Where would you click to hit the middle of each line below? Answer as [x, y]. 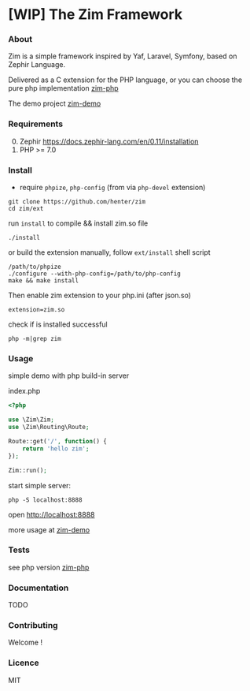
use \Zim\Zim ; [31, 420]
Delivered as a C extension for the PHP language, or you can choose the [125, 80]
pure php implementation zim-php [64, 88]
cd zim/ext [26, 209]
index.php [24, 391]
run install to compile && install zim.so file [78, 223]
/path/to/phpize [35, 267]
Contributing [33, 626]
